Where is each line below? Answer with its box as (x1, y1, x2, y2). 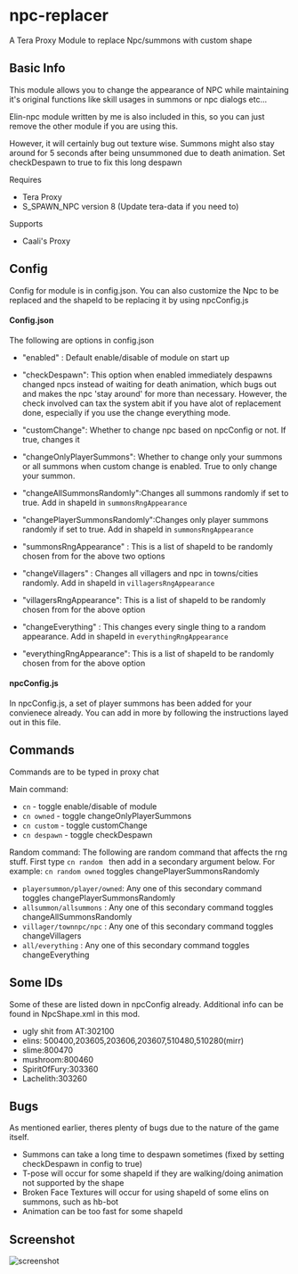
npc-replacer (9, 5, 109, 26)
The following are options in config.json (9, 335, 154, 345)
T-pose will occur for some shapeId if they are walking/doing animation (21, 1168, 284, 1179)
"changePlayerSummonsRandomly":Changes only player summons (21, 514, 269, 525)
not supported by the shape (21, 1178, 125, 1188)
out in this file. (9, 716, 61, 727)
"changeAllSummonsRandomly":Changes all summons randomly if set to (21, 487, 289, 498)
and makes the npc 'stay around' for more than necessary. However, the (21, 388, 287, 399)
